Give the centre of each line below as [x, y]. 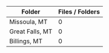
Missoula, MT [28, 22]
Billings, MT [26, 41]
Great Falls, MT [31, 31]
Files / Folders [79, 12]
